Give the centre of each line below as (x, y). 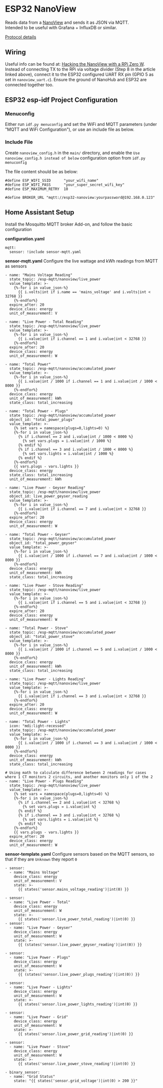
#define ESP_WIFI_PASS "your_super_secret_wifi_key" (65, 185)
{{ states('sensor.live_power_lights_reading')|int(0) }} (78, 1004)
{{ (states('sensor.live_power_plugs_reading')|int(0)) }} (79, 974)
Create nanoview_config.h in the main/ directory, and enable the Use (73, 153)
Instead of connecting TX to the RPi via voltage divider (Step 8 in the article (80, 69)
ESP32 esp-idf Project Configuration (61, 100)
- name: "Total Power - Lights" (38, 721)
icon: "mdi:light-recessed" (38, 726)
